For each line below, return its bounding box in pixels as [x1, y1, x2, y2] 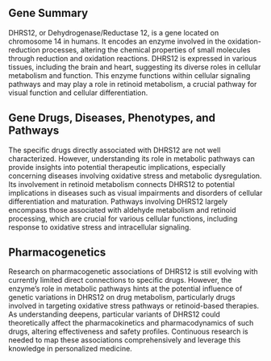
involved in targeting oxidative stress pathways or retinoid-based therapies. [8, 301, 260, 311]
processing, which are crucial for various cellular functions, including [8, 214, 238, 223]
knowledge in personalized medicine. [8, 344, 133, 354]
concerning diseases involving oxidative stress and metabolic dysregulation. [8, 171, 262, 180]
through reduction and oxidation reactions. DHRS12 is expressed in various [8, 53, 257, 63]
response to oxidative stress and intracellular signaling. [8, 222, 192, 232]
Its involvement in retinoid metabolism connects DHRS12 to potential [8, 179, 236, 189]
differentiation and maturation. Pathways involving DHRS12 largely [8, 197, 228, 206]
